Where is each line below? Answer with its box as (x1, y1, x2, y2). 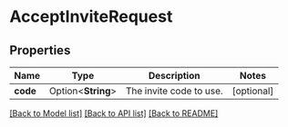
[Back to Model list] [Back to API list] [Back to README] (9, 108, 219, 119)
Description (149, 70, 201, 82)
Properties (9, 43, 71, 58)
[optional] (231, 84, 274, 97)
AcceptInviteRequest (9, 6, 173, 27)
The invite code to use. (125, 84, 223, 97)
